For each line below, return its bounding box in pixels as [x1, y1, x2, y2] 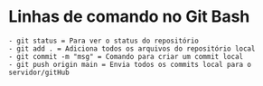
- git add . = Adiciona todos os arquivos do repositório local [8, 43, 256, 53]
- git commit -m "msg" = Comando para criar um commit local [8, 52, 244, 61]
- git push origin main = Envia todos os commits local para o [8, 60, 252, 69]
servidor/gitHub [8, 68, 70, 77]
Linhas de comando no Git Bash [8, 6, 250, 27]
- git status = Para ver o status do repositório [8, 36, 200, 45]
